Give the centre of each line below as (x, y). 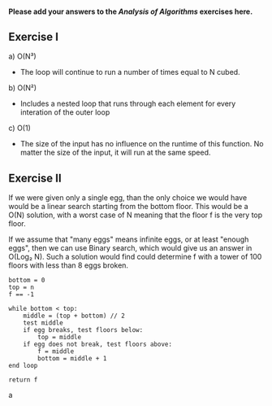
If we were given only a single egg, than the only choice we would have (128, 198)
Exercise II (35, 178)
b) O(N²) (23, 88)
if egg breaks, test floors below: (83, 330)
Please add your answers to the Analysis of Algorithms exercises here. (131, 11)
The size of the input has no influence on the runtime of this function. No (142, 144)
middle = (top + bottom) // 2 (74, 316)
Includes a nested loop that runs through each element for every (128, 104)
